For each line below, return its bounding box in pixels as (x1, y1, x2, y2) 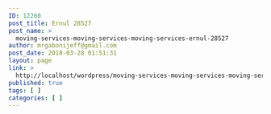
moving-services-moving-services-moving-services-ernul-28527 (15, 34, 229, 43)
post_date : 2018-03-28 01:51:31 (8, 49, 117, 57)
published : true (8, 79, 63, 87)
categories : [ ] (8, 94, 63, 102)
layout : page (8, 57, 52, 65)
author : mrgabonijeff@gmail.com (8, 42, 117, 50)
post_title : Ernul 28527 (8, 19, 92, 27)
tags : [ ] (8, 86, 42, 95)
